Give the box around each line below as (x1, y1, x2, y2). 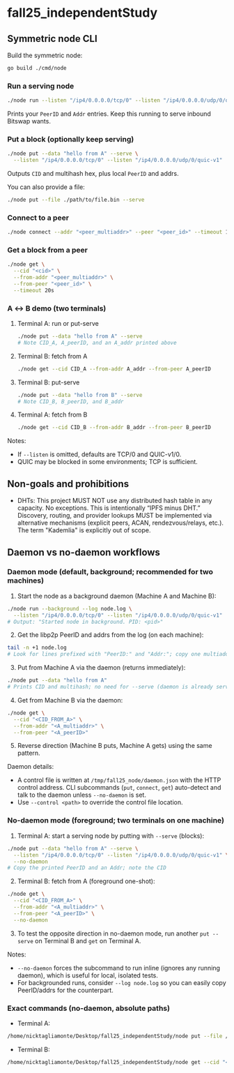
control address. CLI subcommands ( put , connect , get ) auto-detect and (17, 783, 221, 792)
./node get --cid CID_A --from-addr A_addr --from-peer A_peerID (17, 365, 211, 373)
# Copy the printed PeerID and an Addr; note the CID (7, 864, 167, 871)
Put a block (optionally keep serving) (7, 134, 134, 144)
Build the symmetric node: (7, 51, 83, 59)
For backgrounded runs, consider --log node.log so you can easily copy (17, 978, 226, 986)
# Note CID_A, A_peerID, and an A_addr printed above (17, 339, 177, 346)
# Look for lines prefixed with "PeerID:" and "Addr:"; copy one (7, 651, 201, 658)
